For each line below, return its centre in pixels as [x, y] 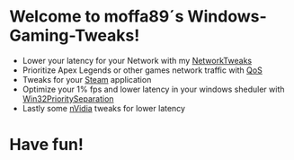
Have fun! [46, 145]
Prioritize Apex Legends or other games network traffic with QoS [142, 70]
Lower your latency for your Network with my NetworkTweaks [137, 60]
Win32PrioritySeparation [68, 98]
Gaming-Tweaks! [75, 36]
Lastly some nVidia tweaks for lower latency [104, 108]
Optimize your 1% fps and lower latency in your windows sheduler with [153, 89]
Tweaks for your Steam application [87, 79]
